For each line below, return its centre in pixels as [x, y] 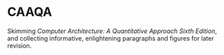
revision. [20, 45]
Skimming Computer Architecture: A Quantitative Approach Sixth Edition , [112, 31]
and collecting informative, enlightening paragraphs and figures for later [111, 38]
